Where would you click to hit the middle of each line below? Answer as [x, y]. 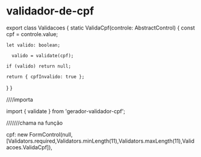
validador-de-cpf [50, 11]
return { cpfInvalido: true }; [45, 76]
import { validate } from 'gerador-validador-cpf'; [66, 111]
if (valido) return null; [39, 66]
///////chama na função [35, 123]
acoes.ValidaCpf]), [29, 147]
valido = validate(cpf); [43, 55]
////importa [20, 99]
